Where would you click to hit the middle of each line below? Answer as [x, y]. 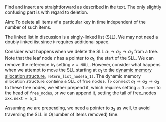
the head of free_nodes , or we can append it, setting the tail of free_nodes [81, 93]
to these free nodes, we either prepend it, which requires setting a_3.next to [83, 88]
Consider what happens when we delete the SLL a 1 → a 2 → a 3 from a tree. [82, 52]
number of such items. [28, 27]
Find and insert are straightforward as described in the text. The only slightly [83, 7]
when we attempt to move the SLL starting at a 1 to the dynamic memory [79, 70]
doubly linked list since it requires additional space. [57, 42]
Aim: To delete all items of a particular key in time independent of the [76, 22]
